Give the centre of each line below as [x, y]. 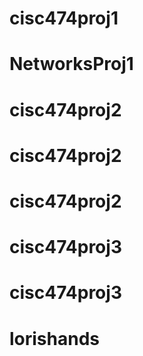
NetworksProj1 [71, 64]
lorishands [55, 338]
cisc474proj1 [64, 18]
